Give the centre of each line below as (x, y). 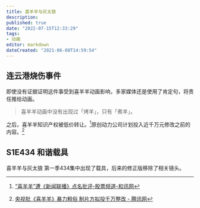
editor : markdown (28, 45)
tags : (13, 34)
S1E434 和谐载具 (37, 152)
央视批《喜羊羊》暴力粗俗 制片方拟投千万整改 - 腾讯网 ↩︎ (84, 198)
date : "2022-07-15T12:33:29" (42, 28)
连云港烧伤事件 (34, 76)
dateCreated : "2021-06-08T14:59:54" (51, 51)
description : (22, 17)
